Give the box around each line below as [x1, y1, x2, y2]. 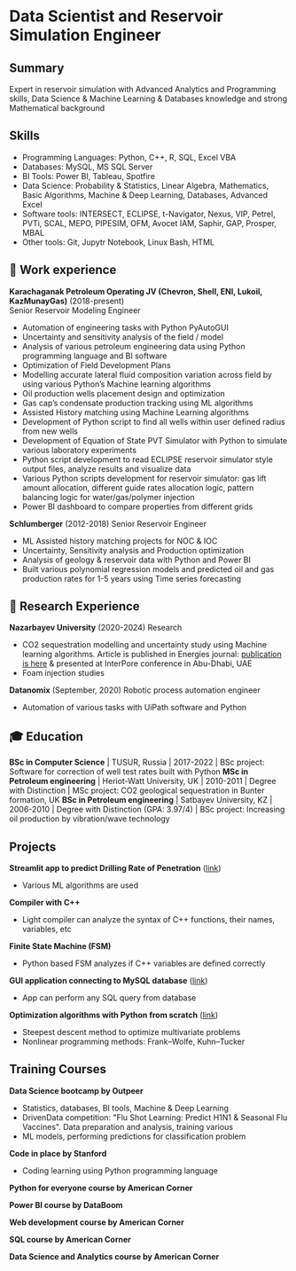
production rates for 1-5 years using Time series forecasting [21, 573, 242, 584]
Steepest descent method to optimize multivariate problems [21, 1027, 241, 1038]
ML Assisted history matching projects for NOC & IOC [21, 535, 218, 546]
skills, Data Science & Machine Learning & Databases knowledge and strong [9, 93, 288, 104]
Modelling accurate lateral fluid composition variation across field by [21, 369, 273, 380]
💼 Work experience [9, 263, 117, 278]
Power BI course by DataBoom [9, 1199, 123, 1210]
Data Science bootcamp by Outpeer [9, 1085, 144, 1096]
